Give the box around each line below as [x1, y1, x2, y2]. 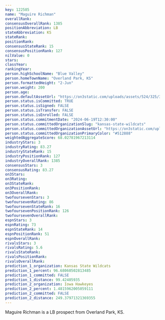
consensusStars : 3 [5, 163, 43, 168]
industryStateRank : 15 [5, 149, 52, 154]
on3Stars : [5, 172, 26, 177]
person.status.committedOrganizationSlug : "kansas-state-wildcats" [5, 122, 146, 127]
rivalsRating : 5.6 [5, 245, 43, 250]
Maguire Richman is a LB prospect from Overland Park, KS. [5, 309, 125, 315]
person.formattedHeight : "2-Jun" [5, 80, 74, 85]
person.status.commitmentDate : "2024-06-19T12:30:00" [5, 117, 118, 122]
